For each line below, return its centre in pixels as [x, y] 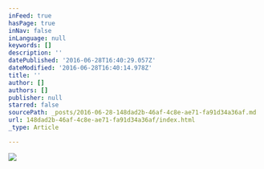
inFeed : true [30, 16]
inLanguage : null [37, 38]
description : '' [35, 53]
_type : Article [34, 127]
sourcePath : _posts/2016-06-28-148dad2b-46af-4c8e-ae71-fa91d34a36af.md [132, 113]
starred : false [34, 105]
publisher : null [35, 98]
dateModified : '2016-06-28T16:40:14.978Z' [80, 68]
